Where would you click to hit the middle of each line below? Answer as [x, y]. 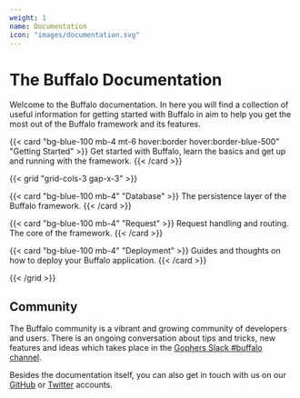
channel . [26, 358]
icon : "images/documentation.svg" [75, 35]
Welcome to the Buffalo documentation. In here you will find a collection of [149, 104]
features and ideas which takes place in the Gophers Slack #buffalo [136, 348]
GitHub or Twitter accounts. [61, 385]
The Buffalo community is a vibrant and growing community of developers [149, 329]
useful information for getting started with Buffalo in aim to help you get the [150, 114]
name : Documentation [49, 26]
